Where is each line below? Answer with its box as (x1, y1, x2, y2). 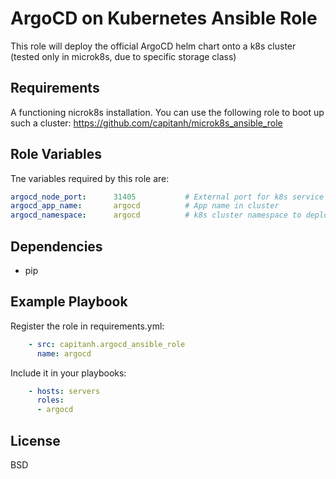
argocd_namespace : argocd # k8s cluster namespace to (10, 210, 302, 221)
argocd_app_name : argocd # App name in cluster (10, 201, 280, 211)
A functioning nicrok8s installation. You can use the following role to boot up (10, 106, 325, 118)
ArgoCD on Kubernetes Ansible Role (10, 7, 318, 30)
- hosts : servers (28, 386, 101, 396)
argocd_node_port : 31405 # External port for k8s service (10, 192, 325, 202)
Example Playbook (10, 293, 128, 311)
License (10, 432, 61, 449)
